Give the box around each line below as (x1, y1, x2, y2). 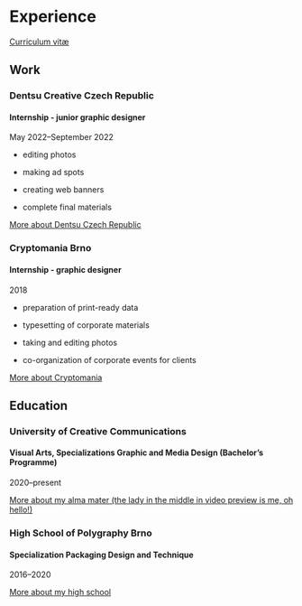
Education (9, 397, 69, 413)
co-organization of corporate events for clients (22, 354, 197, 365)
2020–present (9, 477, 61, 489)
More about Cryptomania (9, 372, 103, 383)
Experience (9, 6, 96, 27)
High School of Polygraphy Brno (9, 527, 153, 539)
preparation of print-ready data (22, 302, 139, 312)
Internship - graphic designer (9, 264, 122, 275)
